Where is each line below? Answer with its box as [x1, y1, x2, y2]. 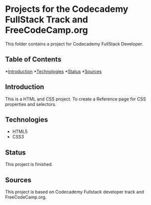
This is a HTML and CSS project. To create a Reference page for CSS [5, 96, 146, 102]
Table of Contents [5, 55, 62, 64]
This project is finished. [5, 161, 53, 167]
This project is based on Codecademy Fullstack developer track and [5, 189, 145, 195]
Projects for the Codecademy [5, 3, 129, 15]
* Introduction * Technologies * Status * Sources [5, 68, 102, 74]
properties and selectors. [5, 101, 56, 107]
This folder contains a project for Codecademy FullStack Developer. [5, 41, 144, 47]
